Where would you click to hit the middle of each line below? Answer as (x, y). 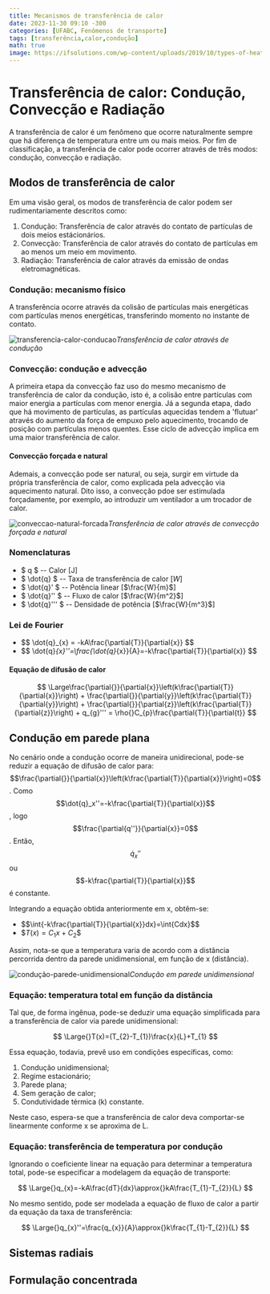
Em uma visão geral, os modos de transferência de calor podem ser (121, 202)
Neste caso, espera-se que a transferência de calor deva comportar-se (127, 1118)
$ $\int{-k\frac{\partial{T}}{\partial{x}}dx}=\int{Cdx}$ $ (110, 924)
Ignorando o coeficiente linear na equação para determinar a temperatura (131, 1164)
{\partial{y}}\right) (49, 704)
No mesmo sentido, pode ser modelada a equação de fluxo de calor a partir (134, 1203)
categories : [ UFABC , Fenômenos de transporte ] (88, 30)
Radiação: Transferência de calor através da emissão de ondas (125, 260)
